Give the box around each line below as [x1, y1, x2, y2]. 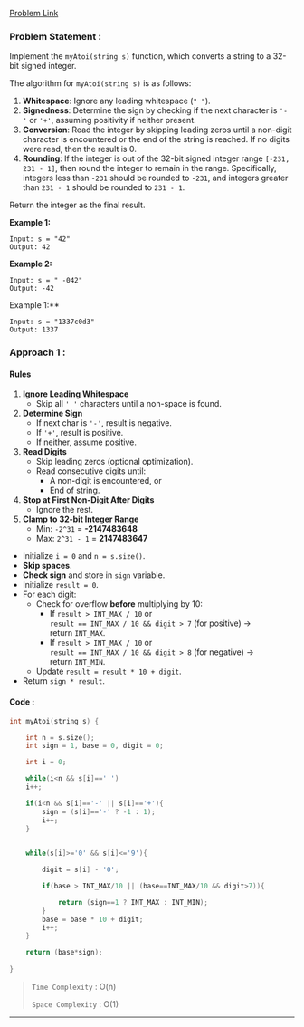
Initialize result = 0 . [22, 580, 100, 590]
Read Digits [22, 446, 67, 457]
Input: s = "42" [9, 235, 71, 244]
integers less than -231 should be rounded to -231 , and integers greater [22, 172, 289, 184]
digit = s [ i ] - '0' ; [42, 865, 119, 875]
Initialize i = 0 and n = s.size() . [22, 551, 146, 561]
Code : [9, 696, 35, 707]
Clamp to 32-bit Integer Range [22, 513, 139, 524]
